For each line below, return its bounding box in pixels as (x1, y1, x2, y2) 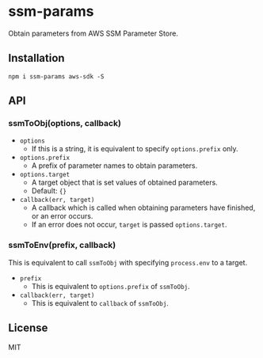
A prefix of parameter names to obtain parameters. (31, 161, 198, 170)
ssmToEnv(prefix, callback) (8, 240, 116, 251)
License (8, 322, 48, 335)
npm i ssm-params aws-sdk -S (8, 72, 105, 81)
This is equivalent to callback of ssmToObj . (31, 298, 169, 307)
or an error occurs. (31, 211, 93, 221)
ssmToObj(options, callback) (8, 118, 121, 129)
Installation (8, 51, 65, 65)
